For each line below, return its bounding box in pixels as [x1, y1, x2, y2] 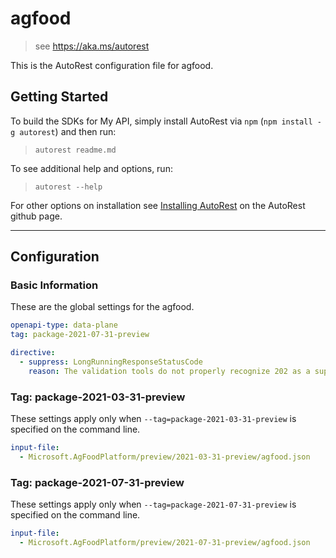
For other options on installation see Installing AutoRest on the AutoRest [10, 199, 306, 211]
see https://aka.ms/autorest [34, 40, 150, 52]
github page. [10, 210, 63, 222]
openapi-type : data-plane [10, 320, 118, 331]
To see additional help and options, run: [10, 162, 173, 174]
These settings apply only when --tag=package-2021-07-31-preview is [10, 498, 297, 511]
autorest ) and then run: [19, 125, 117, 137]
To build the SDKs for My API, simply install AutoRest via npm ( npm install [10, 115, 313, 127]
